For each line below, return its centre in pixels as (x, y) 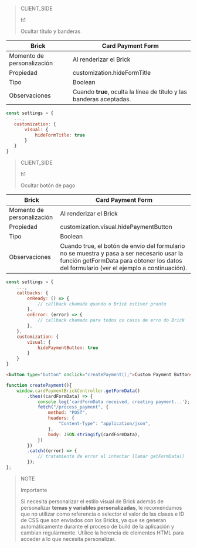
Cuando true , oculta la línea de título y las (130, 92)
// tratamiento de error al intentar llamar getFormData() (111, 456)
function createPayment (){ (39, 385)
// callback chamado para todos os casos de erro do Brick (111, 320)
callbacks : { (33, 293)
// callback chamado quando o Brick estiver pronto (102, 304)
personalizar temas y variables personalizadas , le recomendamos (101, 507)
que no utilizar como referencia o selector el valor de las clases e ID (102, 514)
